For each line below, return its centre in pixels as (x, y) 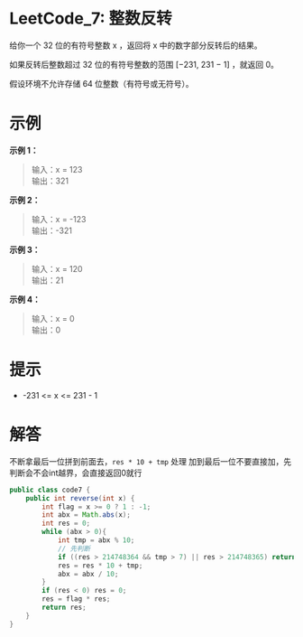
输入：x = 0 (53, 318)
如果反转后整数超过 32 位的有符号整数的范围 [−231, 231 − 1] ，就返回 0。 (144, 64)
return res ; (64, 607)
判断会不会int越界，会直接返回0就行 (76, 473)
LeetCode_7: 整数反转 (91, 19)
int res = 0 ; (66, 524)
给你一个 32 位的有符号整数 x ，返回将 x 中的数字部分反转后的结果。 (136, 45)
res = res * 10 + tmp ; (100, 566)
